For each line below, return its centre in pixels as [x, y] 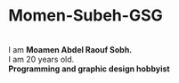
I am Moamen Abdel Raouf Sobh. [70, 49]
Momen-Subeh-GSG [86, 16]
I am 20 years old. [41, 59]
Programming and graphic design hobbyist [89, 69]
